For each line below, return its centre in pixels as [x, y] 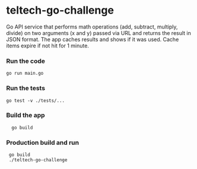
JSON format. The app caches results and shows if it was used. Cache [93, 39]
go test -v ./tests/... [36, 101]
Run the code [26, 61]
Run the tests [26, 88]
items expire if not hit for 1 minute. [47, 46]
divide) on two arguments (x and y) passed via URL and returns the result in [99, 33]
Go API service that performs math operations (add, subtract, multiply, [92, 27]
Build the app [26, 115]
